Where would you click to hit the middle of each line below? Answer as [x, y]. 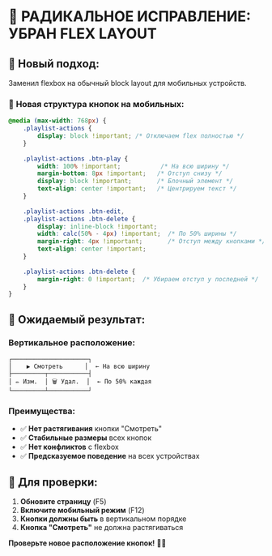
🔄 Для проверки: [53, 482]
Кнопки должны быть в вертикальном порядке [103, 519]
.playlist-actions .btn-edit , [74, 211]
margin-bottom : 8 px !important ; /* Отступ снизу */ [130, 173]
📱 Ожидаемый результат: [77, 319]
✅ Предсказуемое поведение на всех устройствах [110, 456]
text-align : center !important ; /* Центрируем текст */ [137, 189]
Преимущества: [42, 411]
